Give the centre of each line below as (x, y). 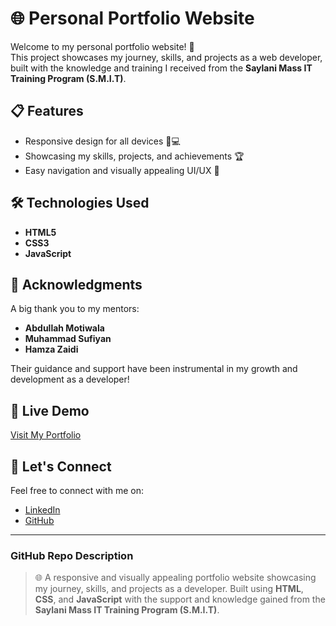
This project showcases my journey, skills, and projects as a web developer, (166, 57)
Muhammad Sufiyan (68, 339)
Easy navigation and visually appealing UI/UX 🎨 (122, 170)
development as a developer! (70, 379)
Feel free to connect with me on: (77, 490)
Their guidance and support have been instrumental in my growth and (154, 369)
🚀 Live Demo (50, 410)
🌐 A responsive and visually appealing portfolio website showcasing (175, 578)
